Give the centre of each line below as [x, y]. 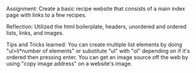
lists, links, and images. [35, 33]
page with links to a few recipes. [46, 15]
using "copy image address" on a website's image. [69, 63]
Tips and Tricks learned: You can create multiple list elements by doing [94, 45]
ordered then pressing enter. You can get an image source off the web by [97, 57]
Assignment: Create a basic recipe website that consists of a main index [96, 9]
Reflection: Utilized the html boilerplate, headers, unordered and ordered [96, 27]
